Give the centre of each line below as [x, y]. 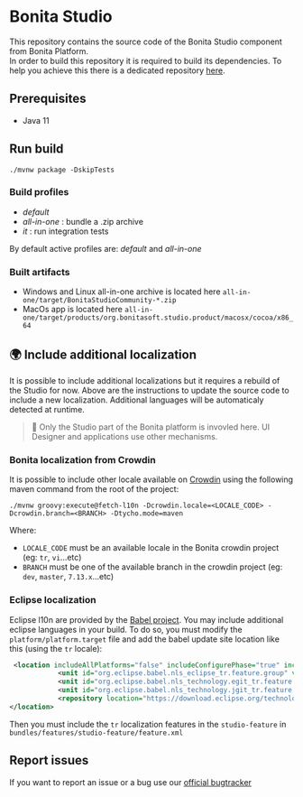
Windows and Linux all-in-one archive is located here [121, 292]
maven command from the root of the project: [94, 489]
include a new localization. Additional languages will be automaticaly [137, 400]
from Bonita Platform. [49, 51]
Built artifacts [40, 272]
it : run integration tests [65, 231]
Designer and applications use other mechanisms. [124, 436]
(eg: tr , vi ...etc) [52, 558]
